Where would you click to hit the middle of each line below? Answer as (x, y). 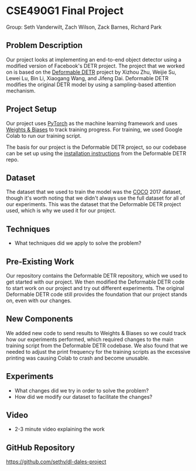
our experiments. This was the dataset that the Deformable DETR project (94, 204)
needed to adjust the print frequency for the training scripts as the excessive (98, 351)
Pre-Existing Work (40, 262)
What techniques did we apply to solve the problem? (78, 243)
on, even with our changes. (39, 301)
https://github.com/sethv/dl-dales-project (56, 462)
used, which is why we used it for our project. (61, 211)
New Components (39, 319)
